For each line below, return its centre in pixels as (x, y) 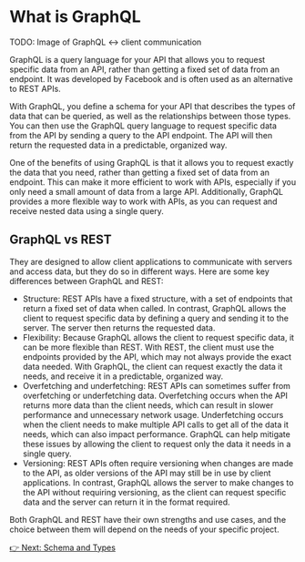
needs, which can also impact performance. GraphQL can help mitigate (157, 434)
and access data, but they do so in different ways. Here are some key (140, 271)
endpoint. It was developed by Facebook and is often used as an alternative (151, 78)
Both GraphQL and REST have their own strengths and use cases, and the (148, 519)
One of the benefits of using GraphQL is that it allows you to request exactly (152, 162)
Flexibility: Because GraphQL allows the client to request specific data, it (158, 337)
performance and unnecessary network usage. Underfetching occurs (153, 414)
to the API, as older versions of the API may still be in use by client (147, 473)
